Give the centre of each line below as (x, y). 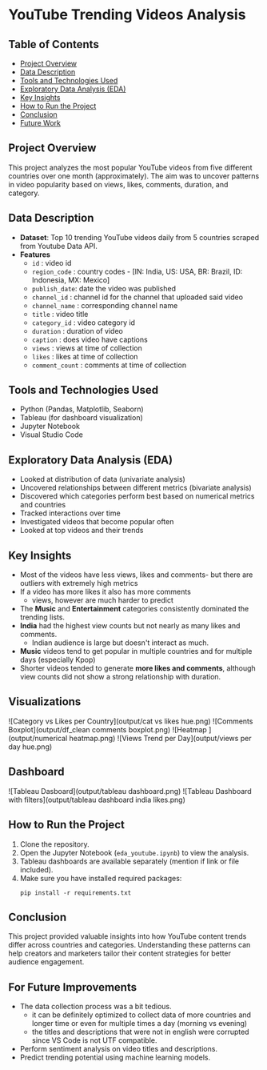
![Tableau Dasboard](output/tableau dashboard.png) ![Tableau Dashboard (130, 791)
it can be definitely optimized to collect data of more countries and (141, 1015)
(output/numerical (38, 738)
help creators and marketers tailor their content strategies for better (120, 953)
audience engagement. (46, 962)
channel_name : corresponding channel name (105, 305)
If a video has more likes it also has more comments (106, 592)
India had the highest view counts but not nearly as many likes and (130, 626)
